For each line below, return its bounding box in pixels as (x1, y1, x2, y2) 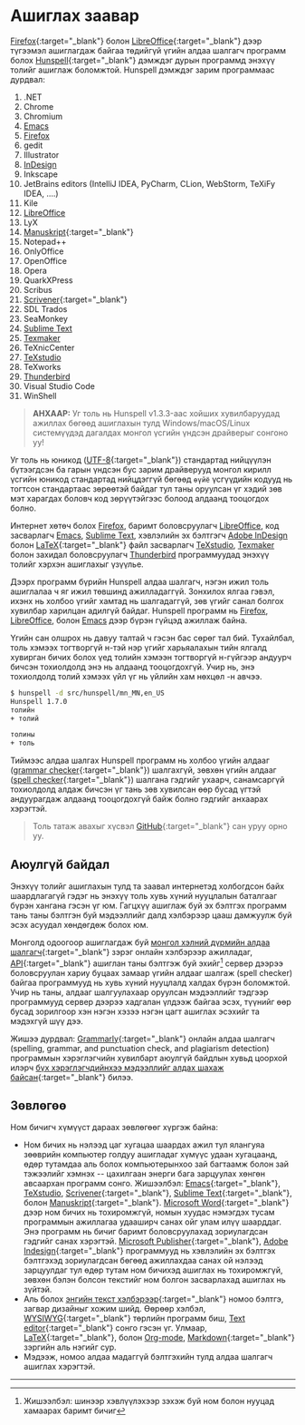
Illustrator (23, 149, 60, 160)
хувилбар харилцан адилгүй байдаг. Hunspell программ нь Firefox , (10, 605, 269, 616)
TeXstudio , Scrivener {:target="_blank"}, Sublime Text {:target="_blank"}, (23, 1187, 292, 1198)
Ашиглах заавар (10, 5, 139, 26)
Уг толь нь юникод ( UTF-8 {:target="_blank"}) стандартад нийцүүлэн (10, 454, 272, 465)
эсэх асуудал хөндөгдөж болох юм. (10, 920, 148, 930)
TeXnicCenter (23, 342, 75, 353)
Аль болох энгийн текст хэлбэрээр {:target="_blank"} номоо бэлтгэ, (23, 1293, 284, 1304)
